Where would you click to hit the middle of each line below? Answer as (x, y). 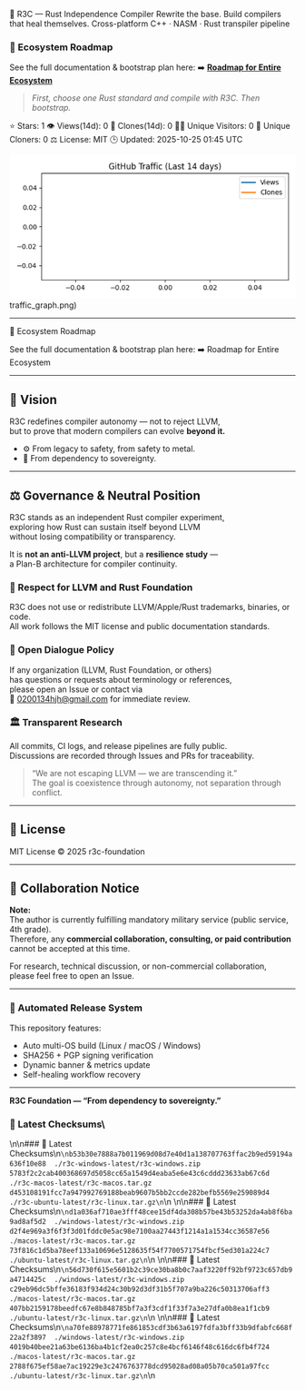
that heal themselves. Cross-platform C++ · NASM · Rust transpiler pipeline (150, 24)
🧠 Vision (33, 399)
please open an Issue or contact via (76, 689)
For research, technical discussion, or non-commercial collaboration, (138, 966)
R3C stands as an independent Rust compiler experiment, (117, 517)
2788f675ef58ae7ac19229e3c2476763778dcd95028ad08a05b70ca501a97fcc (140, 1366)
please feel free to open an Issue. (72, 976)
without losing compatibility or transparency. (93, 537)
